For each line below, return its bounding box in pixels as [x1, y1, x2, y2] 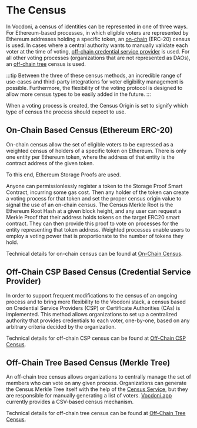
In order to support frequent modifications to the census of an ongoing [6, 292, 178, 299]
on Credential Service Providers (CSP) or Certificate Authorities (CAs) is [6, 304, 181, 312]
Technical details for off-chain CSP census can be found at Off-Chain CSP [6, 335, 186, 342]
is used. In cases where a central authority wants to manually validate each [6, 42, 188, 49]
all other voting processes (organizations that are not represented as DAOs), [6, 54, 191, 61]
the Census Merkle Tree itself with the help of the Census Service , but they [6, 386, 188, 393]
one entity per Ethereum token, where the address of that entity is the [6, 153, 175, 160]
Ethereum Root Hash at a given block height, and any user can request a [6, 207, 182, 215]
